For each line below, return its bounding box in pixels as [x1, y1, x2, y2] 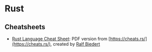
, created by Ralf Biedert [50, 41, 100, 47]
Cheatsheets [4, 23, 46, 31]
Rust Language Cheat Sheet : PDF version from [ [11, 36, 110, 42]
